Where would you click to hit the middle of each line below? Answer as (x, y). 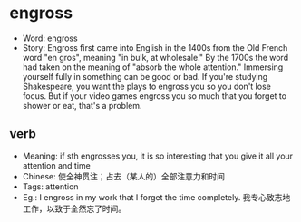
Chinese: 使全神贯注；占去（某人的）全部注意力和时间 (123, 176)
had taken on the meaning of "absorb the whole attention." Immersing (153, 67)
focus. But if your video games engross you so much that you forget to (155, 96)
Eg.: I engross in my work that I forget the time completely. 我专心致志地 (156, 197)
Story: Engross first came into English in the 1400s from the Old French (155, 47)
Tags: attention (50, 186)
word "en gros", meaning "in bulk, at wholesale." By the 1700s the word (155, 57)
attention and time (56, 165)
